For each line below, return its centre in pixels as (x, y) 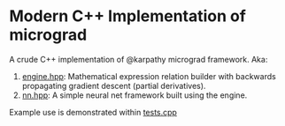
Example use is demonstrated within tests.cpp (93, 112)
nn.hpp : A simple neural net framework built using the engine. (135, 95)
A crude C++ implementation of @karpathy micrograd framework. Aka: (139, 59)
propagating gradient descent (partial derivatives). (114, 85)
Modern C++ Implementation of (127, 16)
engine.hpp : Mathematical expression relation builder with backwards (149, 76)
